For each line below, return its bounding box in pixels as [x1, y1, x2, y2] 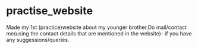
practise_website [6, 4, 93, 18]
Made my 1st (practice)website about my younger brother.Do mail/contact [6, 24, 187, 31]
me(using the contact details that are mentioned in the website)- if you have [6, 30, 192, 37]
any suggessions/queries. [6, 36, 70, 43]
